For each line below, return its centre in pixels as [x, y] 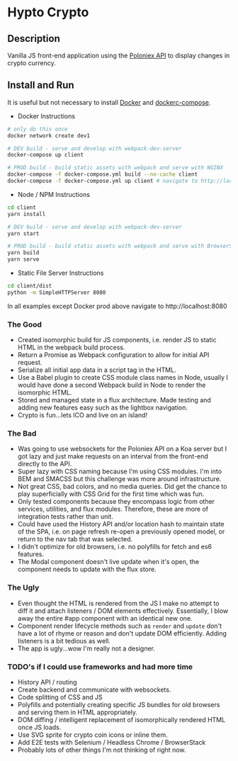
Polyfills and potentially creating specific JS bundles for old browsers [119, 705]
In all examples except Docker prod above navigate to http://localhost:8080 [117, 306]
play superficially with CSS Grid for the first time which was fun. [111, 494]
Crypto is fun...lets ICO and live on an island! [82, 415]
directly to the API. [45, 464]
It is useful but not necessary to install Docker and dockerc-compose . [109, 102]
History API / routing [47, 682]
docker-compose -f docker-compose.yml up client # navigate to [103, 181]
